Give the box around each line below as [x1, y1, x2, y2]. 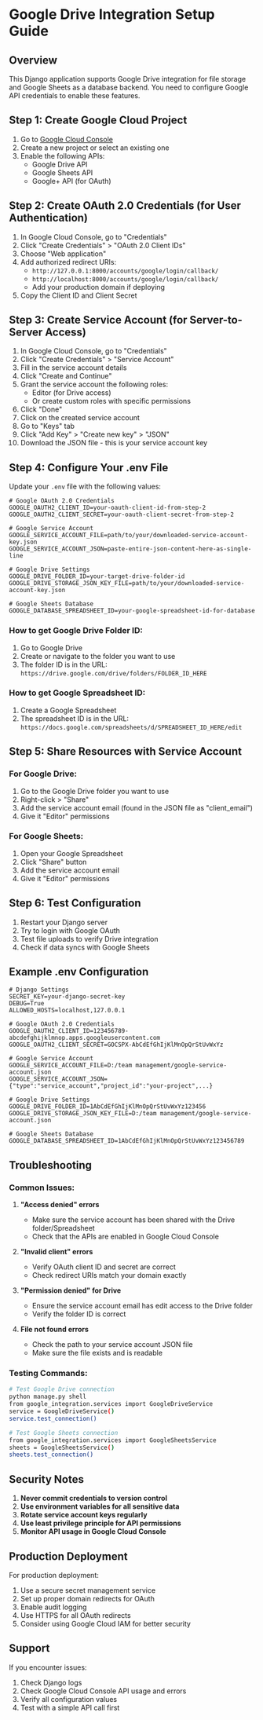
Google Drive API [31, 159, 88, 169]
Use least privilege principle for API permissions [20, 1518, 181, 1528]
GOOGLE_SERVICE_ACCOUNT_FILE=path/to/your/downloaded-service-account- [9, 532, 248, 540]
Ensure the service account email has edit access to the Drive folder [31, 1301, 254, 1311]
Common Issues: [9, 1182, 75, 1193]
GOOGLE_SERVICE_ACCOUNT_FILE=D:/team [9, 1062, 133, 1070]
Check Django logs [20, 1678, 82, 1687]
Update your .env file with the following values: [9, 481, 162, 492]
